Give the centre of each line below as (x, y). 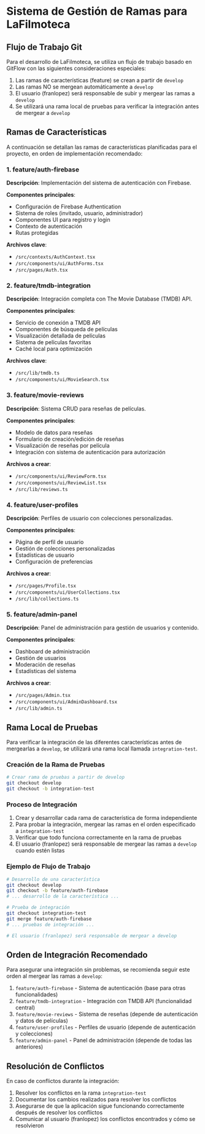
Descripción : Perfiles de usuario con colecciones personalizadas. (90, 518)
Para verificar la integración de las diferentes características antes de (94, 742)
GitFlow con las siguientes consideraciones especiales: (76, 68)
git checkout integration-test (46, 913)
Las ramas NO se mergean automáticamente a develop (84, 87)
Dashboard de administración (52, 652)
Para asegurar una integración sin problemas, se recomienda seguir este (98, 970)
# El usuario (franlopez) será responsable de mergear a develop (91, 935)
